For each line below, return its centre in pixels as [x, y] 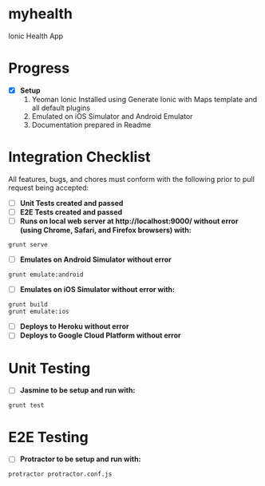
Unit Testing [49, 368]
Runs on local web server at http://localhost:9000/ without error [129, 221]
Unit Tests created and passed [71, 203]
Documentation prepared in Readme [91, 124]
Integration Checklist [79, 157]
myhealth [41, 14]
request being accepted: [49, 188]
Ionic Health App [36, 36]
